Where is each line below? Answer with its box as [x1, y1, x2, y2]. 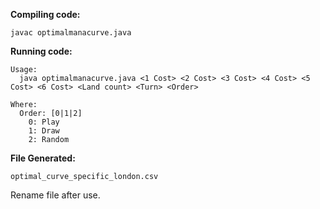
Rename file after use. [10, 189, 101, 201]
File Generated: [10, 152, 76, 164]
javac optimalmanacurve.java [10, 28, 132, 38]
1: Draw [28, 126, 60, 136]
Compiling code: [10, 9, 81, 20]
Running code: [10, 45, 73, 57]
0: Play [28, 117, 60, 127]
